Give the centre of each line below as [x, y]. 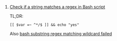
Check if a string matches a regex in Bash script [57, 7]
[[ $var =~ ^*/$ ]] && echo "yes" [44, 25]
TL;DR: [16, 16]
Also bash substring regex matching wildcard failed [61, 34]
